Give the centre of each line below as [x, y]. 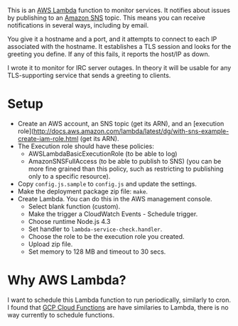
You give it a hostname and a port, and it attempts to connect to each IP [112, 39]
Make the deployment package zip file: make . [82, 191]
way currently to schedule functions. [61, 315]
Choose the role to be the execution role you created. [106, 236]
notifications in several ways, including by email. [78, 25]
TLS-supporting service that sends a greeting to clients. [89, 75]
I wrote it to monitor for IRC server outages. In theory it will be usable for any [119, 68]
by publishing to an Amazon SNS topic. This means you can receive [107, 18]
